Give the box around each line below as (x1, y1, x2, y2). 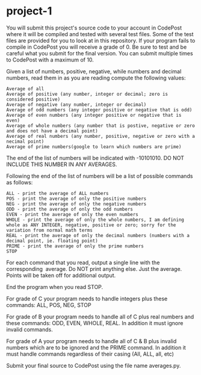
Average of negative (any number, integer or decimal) (6, 101, 147, 108)
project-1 (6, 4, 52, 18)
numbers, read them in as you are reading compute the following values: (6, 74, 186, 81)
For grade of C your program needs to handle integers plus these (6, 295, 168, 302)
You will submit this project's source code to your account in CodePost (6, 24, 182, 31)
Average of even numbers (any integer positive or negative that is (6, 112, 182, 118)
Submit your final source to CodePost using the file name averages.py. (6, 362, 181, 369)
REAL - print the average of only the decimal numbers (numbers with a (6, 232, 190, 238)
